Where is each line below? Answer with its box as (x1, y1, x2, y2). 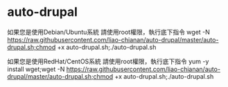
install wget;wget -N (7, 65, 65, 73)
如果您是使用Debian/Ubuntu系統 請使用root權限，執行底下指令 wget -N (7, 28, 210, 36)
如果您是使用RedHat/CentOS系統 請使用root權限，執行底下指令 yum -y (7, 57, 209, 66)
